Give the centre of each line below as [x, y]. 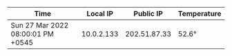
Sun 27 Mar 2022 [40, 25]
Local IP [100, 13]
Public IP [148, 13]
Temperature [200, 13]
